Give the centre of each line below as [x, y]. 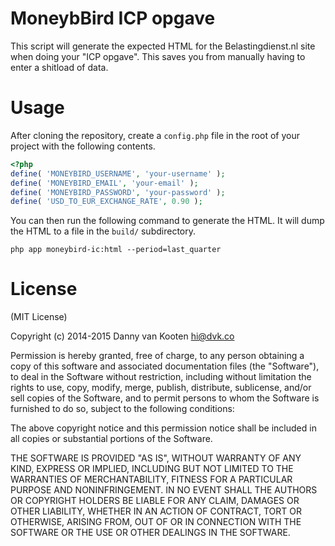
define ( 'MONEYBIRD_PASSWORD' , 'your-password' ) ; [118, 192]
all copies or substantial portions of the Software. [111, 439]
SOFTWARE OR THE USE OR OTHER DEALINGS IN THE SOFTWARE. [150, 533]
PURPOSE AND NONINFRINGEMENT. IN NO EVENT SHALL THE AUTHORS [164, 490]
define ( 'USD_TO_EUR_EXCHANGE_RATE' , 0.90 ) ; [106, 202]
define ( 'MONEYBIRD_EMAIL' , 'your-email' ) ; [104, 183]
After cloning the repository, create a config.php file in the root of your [155, 135]
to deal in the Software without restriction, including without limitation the [161, 377]
